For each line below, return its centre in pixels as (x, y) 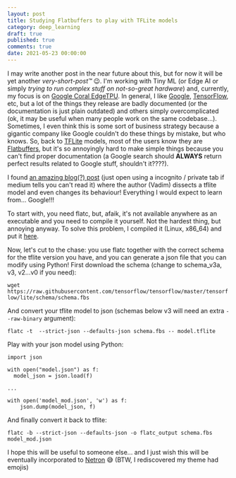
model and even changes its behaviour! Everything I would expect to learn (115, 192)
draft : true (25, 34)
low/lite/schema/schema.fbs (49, 298)
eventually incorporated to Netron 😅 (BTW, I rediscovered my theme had (113, 460)
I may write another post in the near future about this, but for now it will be (115, 73)
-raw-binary (25, 319)
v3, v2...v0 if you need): (42, 272)
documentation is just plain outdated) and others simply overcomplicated (113, 111)
